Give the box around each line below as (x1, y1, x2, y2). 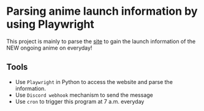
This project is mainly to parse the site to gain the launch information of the (6, 37, 196, 45)
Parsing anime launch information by (6, 4, 198, 18)
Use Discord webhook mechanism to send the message (15, 91, 153, 99)
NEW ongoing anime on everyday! (6, 44, 93, 52)
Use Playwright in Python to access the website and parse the (15, 78, 173, 85)
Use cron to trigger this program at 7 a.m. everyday (15, 98, 145, 105)
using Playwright (6, 17, 95, 31)
